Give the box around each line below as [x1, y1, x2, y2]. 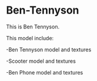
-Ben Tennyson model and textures [6, 46, 92, 53]
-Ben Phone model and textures [6, 69, 83, 76]
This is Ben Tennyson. [6, 23, 60, 30]
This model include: [6, 34, 54, 41]
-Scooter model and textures [6, 57, 76, 64]
